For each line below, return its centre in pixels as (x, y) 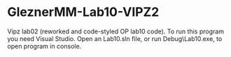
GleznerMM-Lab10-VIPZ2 (83, 12)
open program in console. (44, 46)
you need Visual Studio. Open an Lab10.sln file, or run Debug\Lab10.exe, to (115, 38)
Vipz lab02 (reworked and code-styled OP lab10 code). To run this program (115, 31)
